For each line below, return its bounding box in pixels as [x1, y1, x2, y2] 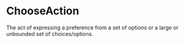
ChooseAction [6, 4, 80, 18]
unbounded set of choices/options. [6, 30, 93, 37]
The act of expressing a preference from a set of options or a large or [6, 24, 179, 31]
